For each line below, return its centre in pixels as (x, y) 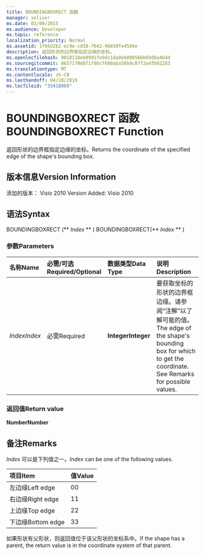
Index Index (25, 336)
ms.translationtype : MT (37, 69)
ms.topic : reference (33, 35)
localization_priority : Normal (46, 40)
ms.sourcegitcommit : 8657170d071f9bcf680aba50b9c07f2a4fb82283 (88, 63)
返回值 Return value (35, 409)
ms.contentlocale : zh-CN (38, 75)
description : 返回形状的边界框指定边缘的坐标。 (60, 52)
